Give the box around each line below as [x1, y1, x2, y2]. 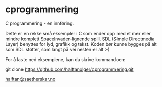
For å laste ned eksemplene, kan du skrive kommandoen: [5, 56, 126, 62]
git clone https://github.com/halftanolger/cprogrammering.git [5, 66, 134, 72]
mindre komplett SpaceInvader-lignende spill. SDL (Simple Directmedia [5, 36, 155, 42]
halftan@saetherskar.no [5, 76, 56, 82]
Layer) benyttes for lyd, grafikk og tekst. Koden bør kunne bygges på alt [5, 41, 157, 47]
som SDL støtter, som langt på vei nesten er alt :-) [5, 46, 110, 52]
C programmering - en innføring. [5, 20, 74, 26]
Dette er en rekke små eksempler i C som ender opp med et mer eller [5, 30, 151, 36]
